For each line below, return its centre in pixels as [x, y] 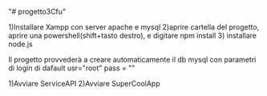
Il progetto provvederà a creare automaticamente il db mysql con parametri [132, 60]
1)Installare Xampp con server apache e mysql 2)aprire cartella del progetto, [134, 27]
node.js [21, 44]
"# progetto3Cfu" [37, 12]
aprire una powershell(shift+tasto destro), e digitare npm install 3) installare [132, 36]
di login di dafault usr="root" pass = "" [72, 68]
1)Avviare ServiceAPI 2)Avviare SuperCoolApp [84, 84]
